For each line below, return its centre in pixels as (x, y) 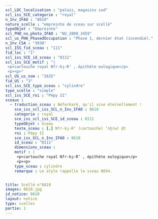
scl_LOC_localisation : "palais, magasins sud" (57, 10)
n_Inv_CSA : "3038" (26, 43)
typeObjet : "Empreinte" (31, 29)
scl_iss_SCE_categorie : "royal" (41, 15)
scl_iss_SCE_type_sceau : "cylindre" (45, 86)
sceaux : (14, 100)
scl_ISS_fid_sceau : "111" (34, 48)
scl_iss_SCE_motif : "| (30, 62)
